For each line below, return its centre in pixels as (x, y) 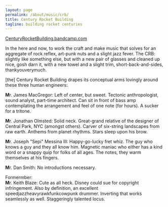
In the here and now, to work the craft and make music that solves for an (81, 48)
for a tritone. (18, 111)
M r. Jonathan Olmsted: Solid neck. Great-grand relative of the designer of (82, 121)
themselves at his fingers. (32, 158)
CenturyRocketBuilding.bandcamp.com (46, 39)
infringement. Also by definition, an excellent (52, 188)
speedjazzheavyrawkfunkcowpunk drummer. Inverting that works (74, 194)
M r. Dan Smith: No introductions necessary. (51, 167)
